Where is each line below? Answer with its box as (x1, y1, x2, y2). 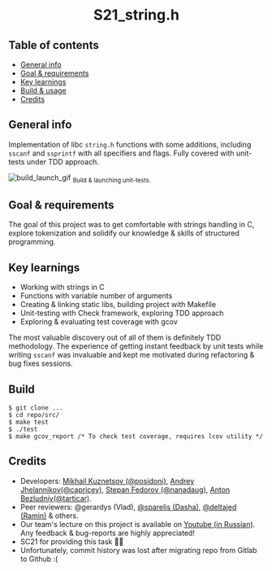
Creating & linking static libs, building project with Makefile (19, 300, 217, 310)
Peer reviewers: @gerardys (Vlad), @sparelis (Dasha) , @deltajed (19, 502, 237, 512)
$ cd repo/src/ (8, 411, 60, 419)
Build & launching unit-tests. (72, 176, 152, 184)
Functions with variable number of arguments (19, 291, 173, 301)
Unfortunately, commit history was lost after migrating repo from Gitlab (19, 545, 257, 555)
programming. (8, 237, 56, 247)
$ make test (8, 418, 49, 427)
